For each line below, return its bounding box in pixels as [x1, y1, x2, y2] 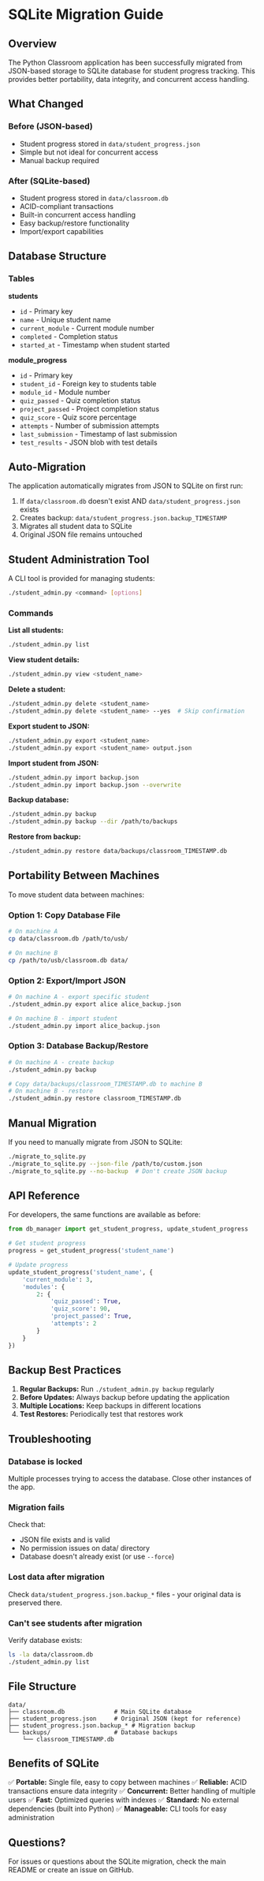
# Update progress [8, 1261, 69, 1269]
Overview [8, 37, 58, 50]
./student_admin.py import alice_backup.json [8, 1022, 160, 1030]
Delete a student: [8, 684, 66, 695]
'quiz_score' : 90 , [50, 1305, 111, 1313]
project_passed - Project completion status [19, 404, 160, 413]
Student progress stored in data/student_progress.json [19, 139, 201, 148]
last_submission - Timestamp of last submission [19, 429, 177, 438]
